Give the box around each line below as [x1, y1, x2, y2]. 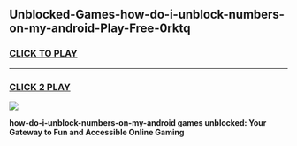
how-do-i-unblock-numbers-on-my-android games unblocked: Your [9, 117, 267, 127]
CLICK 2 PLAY [9, 81, 71, 93]
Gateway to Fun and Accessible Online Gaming [9, 127, 185, 137]
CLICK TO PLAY [9, 48, 78, 60]
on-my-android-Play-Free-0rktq [9, 21, 191, 36]
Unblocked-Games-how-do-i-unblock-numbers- [9, 7, 286, 22]
